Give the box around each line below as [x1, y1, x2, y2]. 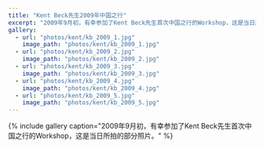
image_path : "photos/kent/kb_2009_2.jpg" [22, 56, 159, 63]
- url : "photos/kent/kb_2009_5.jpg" [15, 92, 135, 99]
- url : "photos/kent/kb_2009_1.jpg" [15, 33, 135, 42]
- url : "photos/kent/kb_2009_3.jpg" [15, 63, 135, 70]
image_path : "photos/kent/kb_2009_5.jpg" [22, 99, 159, 106]
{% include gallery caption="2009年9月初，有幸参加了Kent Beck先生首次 [8, 121, 245, 131]
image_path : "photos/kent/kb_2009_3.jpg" [22, 70, 159, 78]
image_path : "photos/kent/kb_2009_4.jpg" [22, 84, 159, 92]
